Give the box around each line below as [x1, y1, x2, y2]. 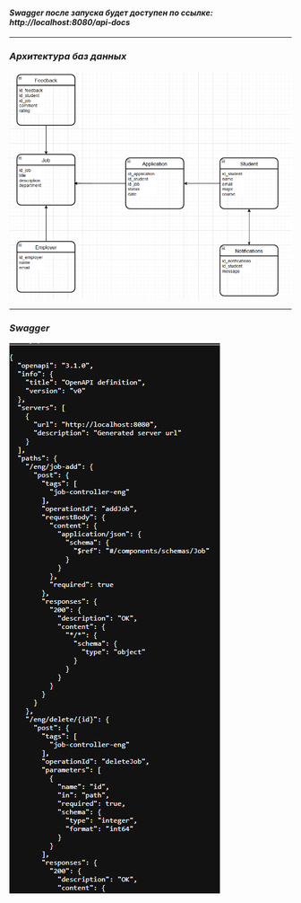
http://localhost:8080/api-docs [9, 16, 131, 27]
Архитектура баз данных [9, 50, 127, 63]
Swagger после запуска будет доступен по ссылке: [9, 7, 213, 18]
